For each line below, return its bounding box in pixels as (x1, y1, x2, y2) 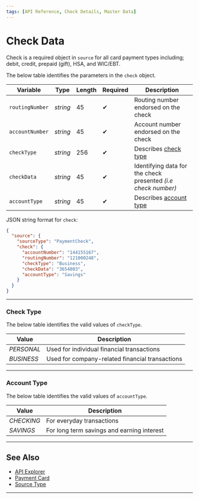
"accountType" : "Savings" (21, 271, 86, 277)
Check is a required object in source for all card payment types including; (6, 54, 185, 61)
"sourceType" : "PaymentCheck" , (17, 238, 94, 245)
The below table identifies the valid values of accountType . (6, 392, 148, 399)
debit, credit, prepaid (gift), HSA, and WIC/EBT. (6, 60, 121, 67)
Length (76, 85, 97, 94)
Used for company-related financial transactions (46, 355, 182, 363)
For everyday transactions (46, 416, 119, 424)
